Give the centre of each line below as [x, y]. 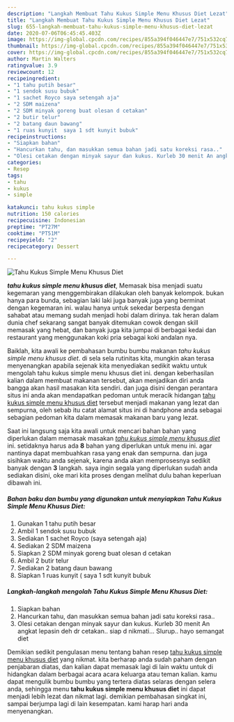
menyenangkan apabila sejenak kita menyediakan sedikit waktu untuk [107, 366]
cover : [17, 53]
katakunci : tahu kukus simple [51, 207]
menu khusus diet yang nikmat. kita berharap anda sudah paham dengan [112, 659]
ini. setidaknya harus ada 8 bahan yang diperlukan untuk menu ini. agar [110, 446]
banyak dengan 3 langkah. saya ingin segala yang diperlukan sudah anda [112, 468]
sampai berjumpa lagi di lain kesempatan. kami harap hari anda [98, 704]
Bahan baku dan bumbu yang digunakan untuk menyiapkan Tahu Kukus [115, 499]
